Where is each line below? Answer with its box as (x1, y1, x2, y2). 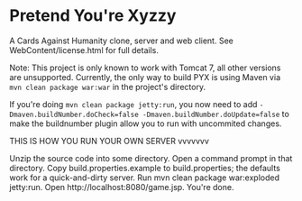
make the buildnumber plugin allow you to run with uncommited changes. (9, 118, 282, 129)
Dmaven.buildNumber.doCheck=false (9, 110, 140, 119)
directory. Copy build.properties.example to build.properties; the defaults (9, 162, 281, 173)
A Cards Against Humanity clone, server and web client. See (9, 35, 234, 46)
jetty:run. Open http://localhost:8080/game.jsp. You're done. (9, 181, 234, 192)
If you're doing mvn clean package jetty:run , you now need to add (9, 98, 258, 109)
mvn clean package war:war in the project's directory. (9, 81, 206, 92)
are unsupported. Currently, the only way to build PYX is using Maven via (9, 71, 281, 82)
